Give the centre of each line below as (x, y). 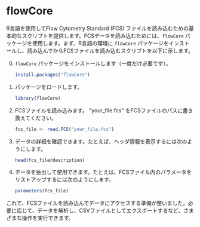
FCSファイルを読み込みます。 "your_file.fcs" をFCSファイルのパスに (99, 110)
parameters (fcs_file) (41, 191)
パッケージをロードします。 (49, 87)
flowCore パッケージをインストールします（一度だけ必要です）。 (93, 63)
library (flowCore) (38, 98)
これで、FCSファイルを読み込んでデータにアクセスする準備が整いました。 (97, 203)
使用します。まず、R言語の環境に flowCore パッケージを (100, 43)
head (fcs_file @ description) (50, 160)
